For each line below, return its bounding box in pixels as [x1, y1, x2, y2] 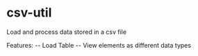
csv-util [6, 5, 52, 21]
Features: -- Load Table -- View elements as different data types [6, 41, 192, 49]
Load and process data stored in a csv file [6, 28, 126, 36]
